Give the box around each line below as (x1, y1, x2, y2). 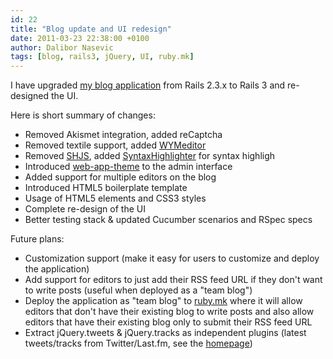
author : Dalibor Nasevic (10, 42, 114, 53)
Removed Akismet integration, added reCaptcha (24, 129, 223, 141)
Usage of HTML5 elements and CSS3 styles (24, 192, 207, 205)
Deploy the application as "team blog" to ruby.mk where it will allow (24, 295, 303, 307)
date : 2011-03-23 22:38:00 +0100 (10, 33, 150, 43)
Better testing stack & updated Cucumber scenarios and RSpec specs (24, 214, 313, 226)
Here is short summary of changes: (10, 109, 156, 121)
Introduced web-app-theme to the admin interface (24, 161, 233, 173)
